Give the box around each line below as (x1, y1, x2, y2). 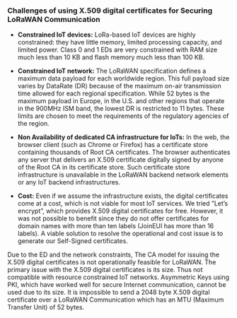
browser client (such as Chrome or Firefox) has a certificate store (17, 141, 209, 149)
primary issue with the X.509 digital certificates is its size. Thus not (7, 266, 203, 274)
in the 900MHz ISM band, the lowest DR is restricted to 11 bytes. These (17, 105, 225, 113)
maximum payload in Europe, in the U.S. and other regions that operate (17, 97, 225, 105)
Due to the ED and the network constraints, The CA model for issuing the (7, 250, 220, 259)
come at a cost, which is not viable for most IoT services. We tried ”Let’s (17, 199, 229, 208)
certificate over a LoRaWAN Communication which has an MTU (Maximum (7, 295, 224, 304)
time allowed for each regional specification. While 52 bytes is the (17, 89, 210, 98)
